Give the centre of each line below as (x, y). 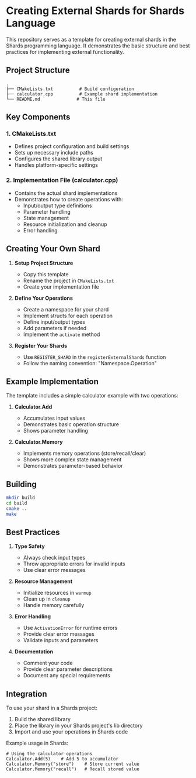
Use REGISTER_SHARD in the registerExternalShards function (94, 357)
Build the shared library (43, 719)
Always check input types (54, 558)
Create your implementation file (61, 287)
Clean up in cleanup (47, 599)
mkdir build (20, 498)
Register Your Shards (41, 345)
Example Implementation (52, 381)
